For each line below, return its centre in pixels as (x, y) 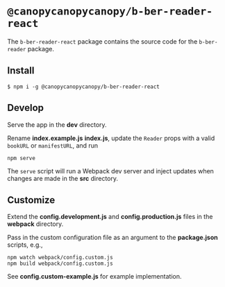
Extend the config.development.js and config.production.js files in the (110, 217)
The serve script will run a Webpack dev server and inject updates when (110, 171)
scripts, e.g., (25, 245)
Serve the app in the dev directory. (57, 124)
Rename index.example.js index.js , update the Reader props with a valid (111, 138)
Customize (31, 200)
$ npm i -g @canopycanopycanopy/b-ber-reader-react (83, 87)
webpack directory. (35, 224)
